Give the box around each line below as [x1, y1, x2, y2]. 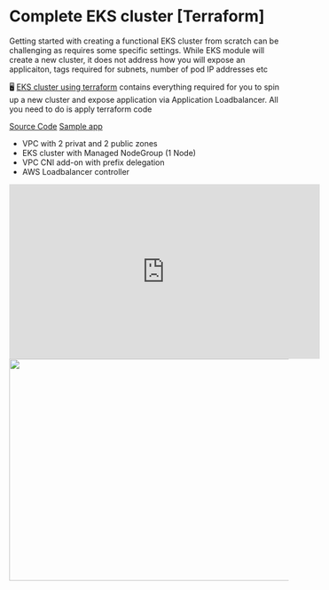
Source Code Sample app [9, 121, 104, 131]
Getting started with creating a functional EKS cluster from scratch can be [9, 35, 279, 46]
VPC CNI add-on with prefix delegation [21, 157, 166, 168]
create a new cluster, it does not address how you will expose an [9, 54, 246, 65]
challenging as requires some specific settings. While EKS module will [9, 44, 264, 55]
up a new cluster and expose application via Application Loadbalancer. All [9, 94, 279, 105]
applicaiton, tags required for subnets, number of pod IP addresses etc [9, 64, 269, 75]
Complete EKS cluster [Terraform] [9, 6, 265, 27]
